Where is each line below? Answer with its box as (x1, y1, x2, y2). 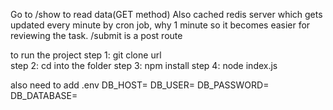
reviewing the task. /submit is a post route (10, 30, 183, 41)
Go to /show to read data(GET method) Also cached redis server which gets (10, 9, 323, 20)
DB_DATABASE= (10, 90, 78, 101)
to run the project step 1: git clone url (10, 49, 162, 61)
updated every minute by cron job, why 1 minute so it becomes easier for (10, 19, 311, 31)
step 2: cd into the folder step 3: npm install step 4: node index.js (10, 60, 278, 71)
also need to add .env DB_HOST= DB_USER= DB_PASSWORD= (10, 79, 270, 91)
